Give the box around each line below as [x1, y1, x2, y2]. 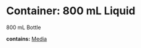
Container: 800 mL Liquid [6, 4, 136, 18]
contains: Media [6, 35, 47, 42]
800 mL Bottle [6, 24, 41, 31]
